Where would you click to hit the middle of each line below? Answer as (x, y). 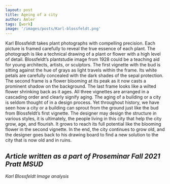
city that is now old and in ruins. (39, 140)
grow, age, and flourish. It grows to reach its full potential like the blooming (83, 124)
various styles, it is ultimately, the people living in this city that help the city (83, 119)
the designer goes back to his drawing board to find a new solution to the (82, 135)
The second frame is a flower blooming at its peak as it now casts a (76, 81)
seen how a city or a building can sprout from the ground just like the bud (82, 108)
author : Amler (20, 19)
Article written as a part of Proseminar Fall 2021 (83, 156)
